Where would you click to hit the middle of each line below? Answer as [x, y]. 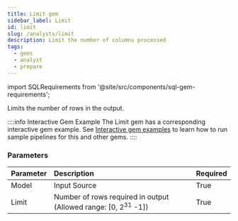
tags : [15, 47]
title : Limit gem [33, 14]
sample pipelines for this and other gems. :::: [72, 137]
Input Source [75, 185]
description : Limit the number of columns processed [87, 40]
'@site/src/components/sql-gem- [146, 86]
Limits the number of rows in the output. [66, 108]
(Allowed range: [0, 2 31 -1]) [101, 206]
